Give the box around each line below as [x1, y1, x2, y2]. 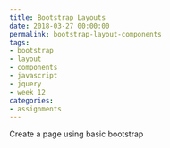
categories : [9, 95, 54, 105]
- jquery [9, 79, 42, 88]
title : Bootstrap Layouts [9, 12, 106, 22]
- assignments [9, 104, 63, 113]
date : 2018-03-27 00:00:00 [9, 21, 110, 30]
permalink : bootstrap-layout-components [9, 29, 163, 38]
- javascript [9, 71, 58, 80]
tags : [9, 37, 30, 47]
